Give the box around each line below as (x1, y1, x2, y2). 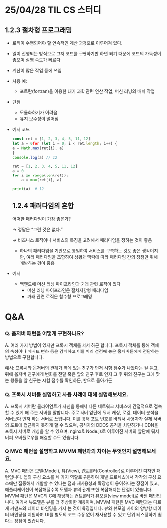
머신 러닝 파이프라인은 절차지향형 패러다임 (27, 287, 108, 293)
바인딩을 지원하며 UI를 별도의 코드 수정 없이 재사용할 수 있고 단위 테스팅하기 (10, 511, 157, 517)
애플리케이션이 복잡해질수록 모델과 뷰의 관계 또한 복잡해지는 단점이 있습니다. (5, 486, 153, 492)
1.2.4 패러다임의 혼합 (12, 202, 74, 210)
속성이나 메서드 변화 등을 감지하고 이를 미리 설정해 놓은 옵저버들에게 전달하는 (10, 349, 159, 354)
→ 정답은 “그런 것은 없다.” (12, 226, 63, 232)
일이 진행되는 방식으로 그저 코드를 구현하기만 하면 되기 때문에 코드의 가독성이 (12, 51, 162, 56)
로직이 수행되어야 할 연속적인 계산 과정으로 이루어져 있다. (12, 40, 123, 46)
